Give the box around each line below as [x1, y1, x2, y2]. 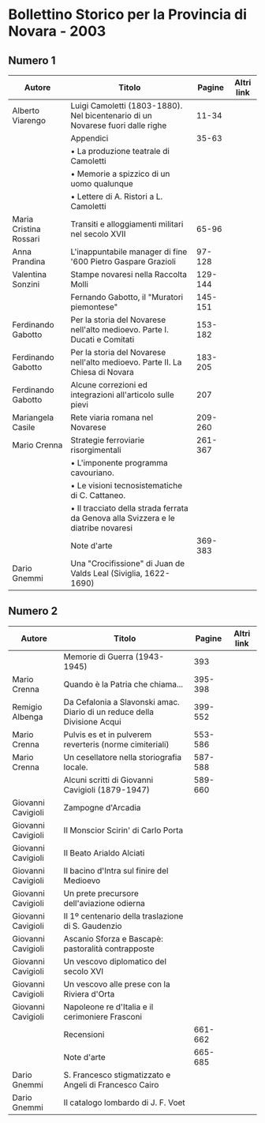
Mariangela [12, 412, 54, 423]
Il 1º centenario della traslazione [63, 910, 184, 921]
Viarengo [12, 115, 46, 125]
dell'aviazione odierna [63, 897, 146, 908]
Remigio [12, 701, 43, 712]
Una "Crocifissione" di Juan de [70, 558, 185, 569]
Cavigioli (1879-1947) [63, 784, 150, 795]
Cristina [12, 223, 41, 234]
